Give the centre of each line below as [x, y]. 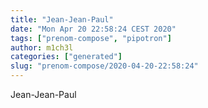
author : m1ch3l [42, 47]
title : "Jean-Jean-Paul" [62, 19]
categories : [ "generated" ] [66, 57]
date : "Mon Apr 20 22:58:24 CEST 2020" [93, 29]
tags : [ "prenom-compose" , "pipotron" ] [91, 38]
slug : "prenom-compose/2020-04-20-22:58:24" [104, 66]
